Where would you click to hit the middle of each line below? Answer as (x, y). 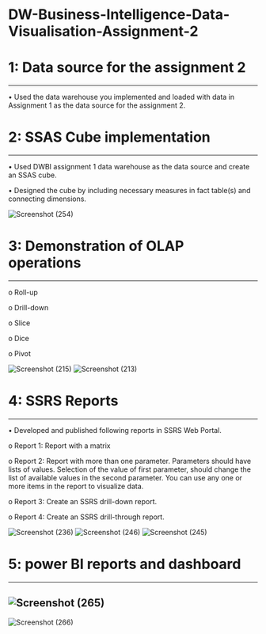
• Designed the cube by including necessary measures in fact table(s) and (129, 191)
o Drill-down (28, 308)
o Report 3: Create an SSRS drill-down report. (83, 501)
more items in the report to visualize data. (76, 486)
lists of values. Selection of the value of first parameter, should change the (130, 469)
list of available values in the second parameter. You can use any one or (125, 477)
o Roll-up (23, 292)
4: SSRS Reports (63, 401)
